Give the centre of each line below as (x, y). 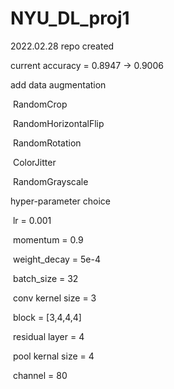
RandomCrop (40, 104)
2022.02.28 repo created (62, 46)
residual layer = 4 (48, 336)
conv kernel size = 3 (54, 298)
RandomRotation (47, 143)
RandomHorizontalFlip (58, 123)
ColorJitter (34, 162)
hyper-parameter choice (60, 201)
